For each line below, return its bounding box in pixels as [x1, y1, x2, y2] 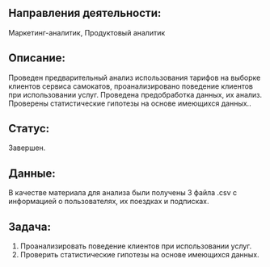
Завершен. [8, 143, 46, 152]
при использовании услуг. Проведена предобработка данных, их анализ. [8, 90, 263, 99]
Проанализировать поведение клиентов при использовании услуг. [19, 241, 252, 251]
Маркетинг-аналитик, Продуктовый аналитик [8, 27, 166, 37]
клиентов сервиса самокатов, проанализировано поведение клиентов [8, 81, 253, 91]
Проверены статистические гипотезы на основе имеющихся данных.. [8, 98, 252, 108]
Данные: [8, 166, 56, 180]
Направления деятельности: [8, 6, 162, 20]
